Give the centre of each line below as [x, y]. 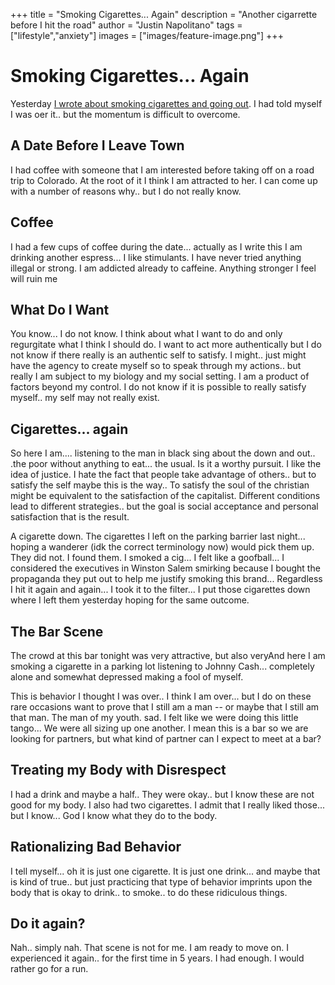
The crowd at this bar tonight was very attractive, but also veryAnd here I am [168, 655]
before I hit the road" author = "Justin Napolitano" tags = [126, 25]
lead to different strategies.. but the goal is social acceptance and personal [164, 506]
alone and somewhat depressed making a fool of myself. [127, 677]
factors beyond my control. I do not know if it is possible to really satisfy [158, 387]
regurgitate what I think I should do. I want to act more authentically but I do [166, 345]
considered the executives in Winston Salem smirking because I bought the [165, 568]
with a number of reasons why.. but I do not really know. [126, 191]
